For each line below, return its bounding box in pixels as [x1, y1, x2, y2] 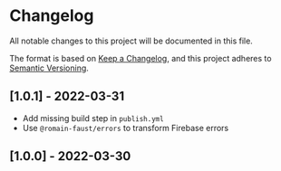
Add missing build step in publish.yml [22, 112, 165, 123]
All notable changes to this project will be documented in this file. [9, 35, 254, 46]
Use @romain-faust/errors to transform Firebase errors [22, 122, 229, 133]
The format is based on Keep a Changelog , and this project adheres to [9, 52, 272, 63]
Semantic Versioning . [9, 62, 89, 73]
